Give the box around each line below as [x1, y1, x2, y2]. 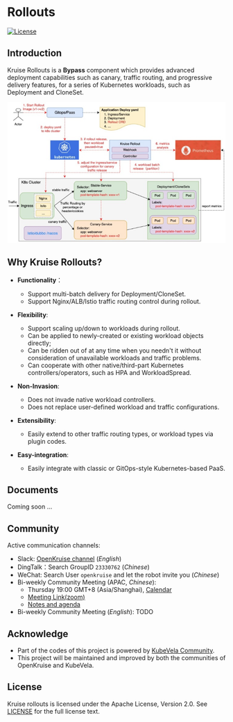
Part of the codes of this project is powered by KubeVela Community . [17, 646, 215, 655]
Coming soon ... [7, 502, 53, 511]
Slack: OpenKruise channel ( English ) [17, 554, 122, 563]
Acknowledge [7, 627, 69, 640]
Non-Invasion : [17, 382, 60, 390]
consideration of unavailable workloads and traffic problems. [27, 353, 202, 362]
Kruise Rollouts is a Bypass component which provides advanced [7, 65, 195, 74]
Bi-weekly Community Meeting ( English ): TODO [17, 608, 154, 616]
